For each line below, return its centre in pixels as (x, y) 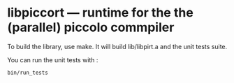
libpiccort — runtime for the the (100, 13)
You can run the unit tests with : (53, 59)
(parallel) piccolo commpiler (91, 27)
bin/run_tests (28, 73)
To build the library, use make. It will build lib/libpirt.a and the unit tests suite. (117, 46)
